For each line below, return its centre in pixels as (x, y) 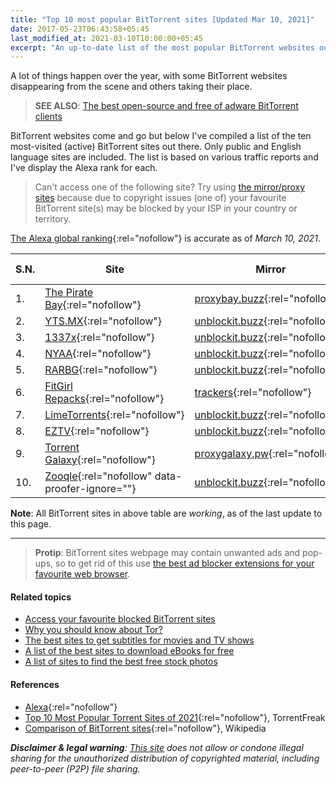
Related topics (41, 597)
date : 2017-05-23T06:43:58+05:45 (80, 29)
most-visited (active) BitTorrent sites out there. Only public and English (156, 147)
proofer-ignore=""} (90, 489)
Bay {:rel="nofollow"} (93, 305)
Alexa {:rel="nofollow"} (71, 707)
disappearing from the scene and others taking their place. (131, 87)
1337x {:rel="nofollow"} (99, 338)
